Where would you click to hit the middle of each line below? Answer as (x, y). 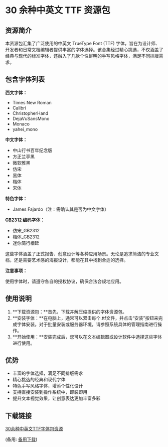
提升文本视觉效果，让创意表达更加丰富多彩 (56, 398)
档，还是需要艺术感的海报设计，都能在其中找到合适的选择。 (67, 260)
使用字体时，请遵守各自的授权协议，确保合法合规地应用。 (64, 281)
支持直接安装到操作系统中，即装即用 (50, 392)
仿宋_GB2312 (26, 230)
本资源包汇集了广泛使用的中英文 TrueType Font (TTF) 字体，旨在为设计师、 (82, 43)
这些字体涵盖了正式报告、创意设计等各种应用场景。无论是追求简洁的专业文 (82, 253)
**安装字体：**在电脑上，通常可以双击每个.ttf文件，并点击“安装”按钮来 (86, 318)
